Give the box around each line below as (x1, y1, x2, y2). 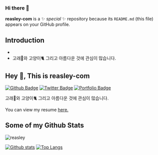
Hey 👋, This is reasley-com (5, 71, 90, 80)
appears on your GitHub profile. (5, 21, 70, 27)
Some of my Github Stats (5, 121, 84, 129)
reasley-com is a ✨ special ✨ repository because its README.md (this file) (5, 16, 154, 22)
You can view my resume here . (5, 106, 69, 112)
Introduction (5, 36, 45, 44)
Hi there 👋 (5, 4, 30, 11)
